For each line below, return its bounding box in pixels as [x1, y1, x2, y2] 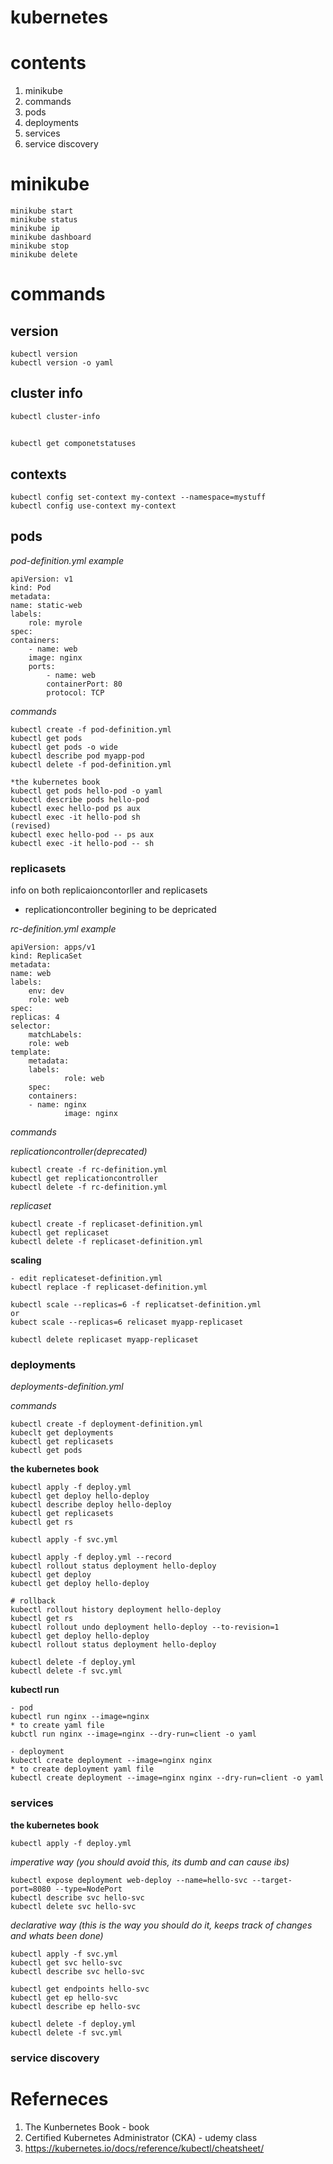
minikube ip [10, 224, 60, 234]
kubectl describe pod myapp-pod [10, 751, 145, 761]
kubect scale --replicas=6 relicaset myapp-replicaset [10, 1317, 244, 1328]
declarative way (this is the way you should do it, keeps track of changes [10, 1919, 313, 1931]
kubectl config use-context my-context [10, 501, 177, 511]
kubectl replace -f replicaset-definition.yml [10, 1282, 208, 1293]
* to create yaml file [10, 1721, 105, 1731]
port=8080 [10, 1884, 52, 1894]
